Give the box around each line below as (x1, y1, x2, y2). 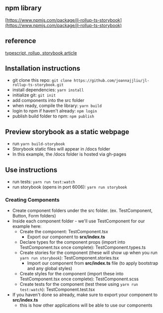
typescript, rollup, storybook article (5, 50, 77, 56)
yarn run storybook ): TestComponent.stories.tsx (19, 255, 119, 261)
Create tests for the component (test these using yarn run (19, 281, 138, 287)
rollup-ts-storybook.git (12, 83, 64, 88)
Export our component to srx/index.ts (27, 234, 106, 240)
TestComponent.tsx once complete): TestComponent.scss (19, 276, 139, 282)
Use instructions (5, 165, 57, 174)
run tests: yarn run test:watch (12, 179, 75, 185)
